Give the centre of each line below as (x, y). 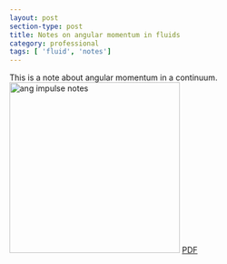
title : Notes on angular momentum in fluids (95, 35)
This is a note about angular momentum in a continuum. (113, 77)
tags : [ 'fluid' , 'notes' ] (60, 52)
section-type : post (46, 26)
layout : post (34, 18)
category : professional (54, 43)
